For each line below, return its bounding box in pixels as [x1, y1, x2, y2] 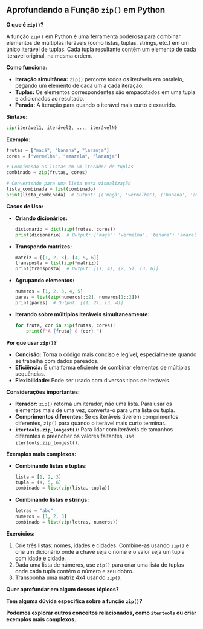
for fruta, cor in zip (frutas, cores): [14, 322, 116, 328]
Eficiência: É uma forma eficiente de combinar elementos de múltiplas [14, 364, 191, 371]
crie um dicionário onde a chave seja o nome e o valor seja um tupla [14, 548, 185, 555]
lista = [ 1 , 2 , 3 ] [14, 474, 62, 480]
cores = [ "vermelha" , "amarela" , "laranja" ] [6, 153, 120, 159]
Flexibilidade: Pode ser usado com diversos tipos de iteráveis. [14, 376, 171, 384]
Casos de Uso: [6, 202, 43, 210]
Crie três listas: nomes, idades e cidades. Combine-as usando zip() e [14, 542, 189, 549]
